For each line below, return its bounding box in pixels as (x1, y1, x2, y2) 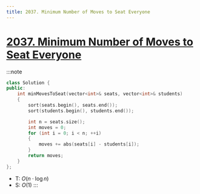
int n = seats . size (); (28, 119, 85, 125)
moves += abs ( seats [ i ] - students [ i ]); (38, 141, 139, 147)
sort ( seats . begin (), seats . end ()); (28, 102, 118, 109)
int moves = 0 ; (28, 124, 67, 130)
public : (6, 85, 26, 92)
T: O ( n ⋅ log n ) (15, 175, 49, 182)
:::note (6, 68, 22, 75)
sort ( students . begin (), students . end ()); (28, 107, 135, 114)
